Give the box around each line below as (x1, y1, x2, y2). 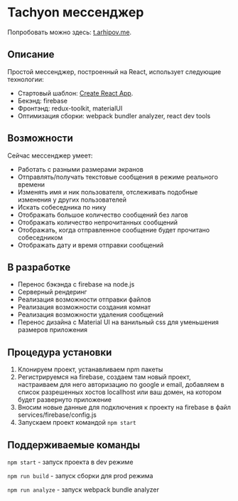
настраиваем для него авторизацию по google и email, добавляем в (17, 381, 225, 389)
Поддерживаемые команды (7, 439, 141, 451)
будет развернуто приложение (17, 396, 112, 404)
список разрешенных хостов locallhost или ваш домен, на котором (17, 388, 222, 396)
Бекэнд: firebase (17, 96, 67, 105)
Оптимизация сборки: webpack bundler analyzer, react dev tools (17, 111, 211, 120)
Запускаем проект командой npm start (17, 418, 136, 427)
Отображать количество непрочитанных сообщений (17, 218, 178, 227)
